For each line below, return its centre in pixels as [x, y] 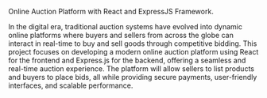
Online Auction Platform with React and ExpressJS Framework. [111, 11]
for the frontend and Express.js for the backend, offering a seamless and [127, 60]
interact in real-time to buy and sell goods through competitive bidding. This [133, 43]
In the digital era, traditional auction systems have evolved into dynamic [125, 26]
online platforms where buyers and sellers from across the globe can [121, 35]
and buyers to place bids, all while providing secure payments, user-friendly [133, 77]
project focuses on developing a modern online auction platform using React [133, 52]
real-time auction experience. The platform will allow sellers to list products [131, 69]
